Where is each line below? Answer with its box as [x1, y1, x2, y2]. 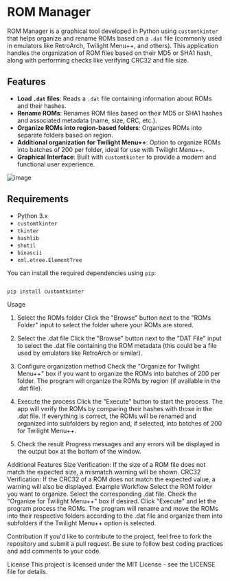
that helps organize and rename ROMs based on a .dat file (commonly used [7, 34, 222, 42]
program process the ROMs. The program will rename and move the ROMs [7, 505, 218, 513]
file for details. [7, 568, 48, 576]
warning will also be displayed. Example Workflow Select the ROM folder [7, 483, 213, 491]
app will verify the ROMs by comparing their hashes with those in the [16, 405, 213, 413]
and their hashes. [16, 101, 67, 110]
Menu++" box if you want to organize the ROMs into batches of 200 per [16, 369, 221, 378]
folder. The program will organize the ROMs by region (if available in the [16, 377, 221, 385]
